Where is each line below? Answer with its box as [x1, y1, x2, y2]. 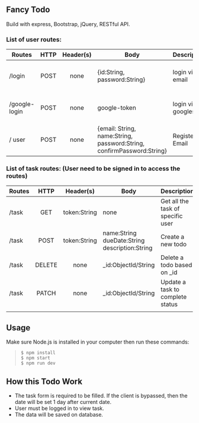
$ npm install [20, 350, 56, 356]
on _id [161, 268, 178, 276]
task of [161, 205, 180, 213]
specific [161, 212, 183, 220]
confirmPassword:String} [97, 147, 168, 155]
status [161, 300, 178, 308]
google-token [97, 104, 136, 112]
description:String [102, 244, 153, 252]
